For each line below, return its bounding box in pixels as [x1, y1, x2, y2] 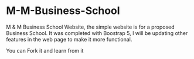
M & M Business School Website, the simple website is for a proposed [6, 23, 175, 30]
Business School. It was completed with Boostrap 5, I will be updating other [6, 29, 188, 36]
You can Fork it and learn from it [6, 47, 84, 54]
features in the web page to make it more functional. [6, 36, 132, 43]
